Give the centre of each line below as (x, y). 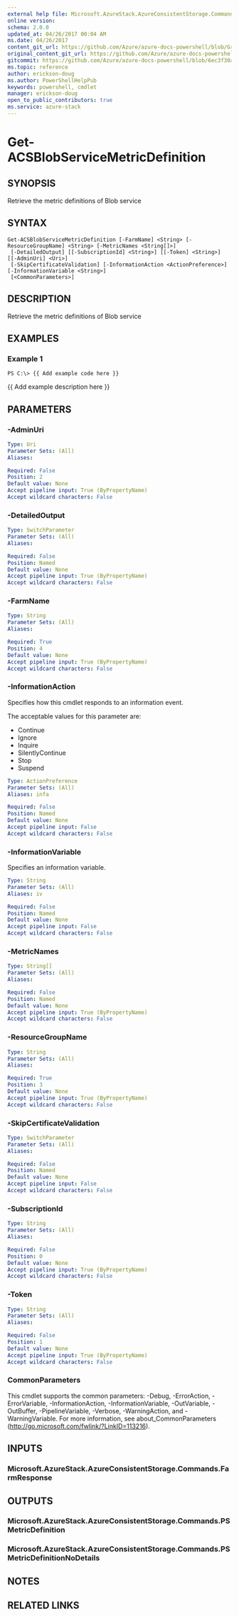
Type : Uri (22, 444)
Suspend (31, 768)
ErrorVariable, (28, 1403)
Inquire (28, 745)
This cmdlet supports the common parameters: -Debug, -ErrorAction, (109, 1396)
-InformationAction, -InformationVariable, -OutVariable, (130, 1403)
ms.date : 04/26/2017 (38, 41)
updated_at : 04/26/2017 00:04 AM (57, 34)
